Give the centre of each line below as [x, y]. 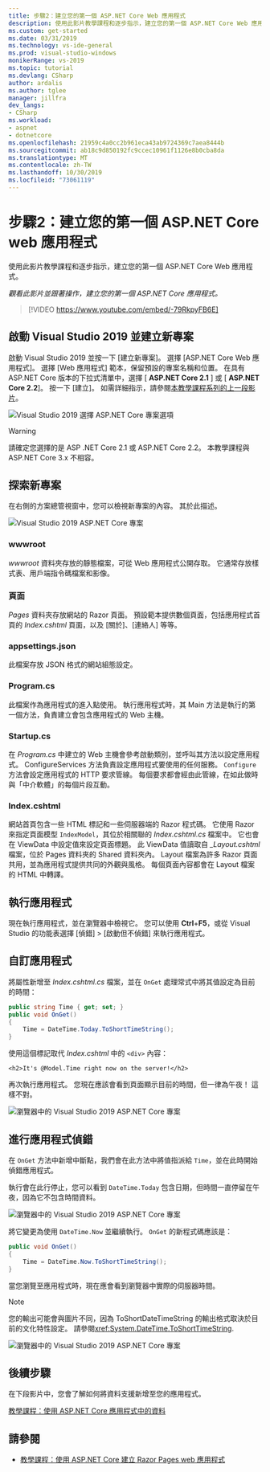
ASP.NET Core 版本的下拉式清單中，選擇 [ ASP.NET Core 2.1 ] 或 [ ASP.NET [134, 378]
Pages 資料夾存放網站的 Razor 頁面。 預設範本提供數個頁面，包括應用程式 [131, 615]
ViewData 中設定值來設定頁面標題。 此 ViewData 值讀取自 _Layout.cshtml [139, 844]
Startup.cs [30, 736]
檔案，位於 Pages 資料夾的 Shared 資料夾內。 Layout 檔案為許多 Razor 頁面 [133, 855]
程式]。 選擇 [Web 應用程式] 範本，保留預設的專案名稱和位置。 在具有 [130, 367]
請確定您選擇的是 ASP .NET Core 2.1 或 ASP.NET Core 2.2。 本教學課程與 [129, 448]
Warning [22, 431]
